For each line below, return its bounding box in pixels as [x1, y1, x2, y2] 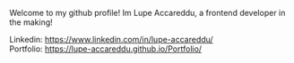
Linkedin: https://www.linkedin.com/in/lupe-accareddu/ [9, 35, 213, 44]
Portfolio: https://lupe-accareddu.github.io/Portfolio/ [9, 43, 203, 54]
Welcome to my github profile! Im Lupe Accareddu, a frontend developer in [9, 8, 286, 18]
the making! [9, 17, 54, 28]
